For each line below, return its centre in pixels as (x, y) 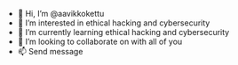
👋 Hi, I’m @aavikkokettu (61, 14)
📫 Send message (50, 51)
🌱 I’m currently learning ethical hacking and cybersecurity (123, 32)
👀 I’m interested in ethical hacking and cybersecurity (114, 23)
